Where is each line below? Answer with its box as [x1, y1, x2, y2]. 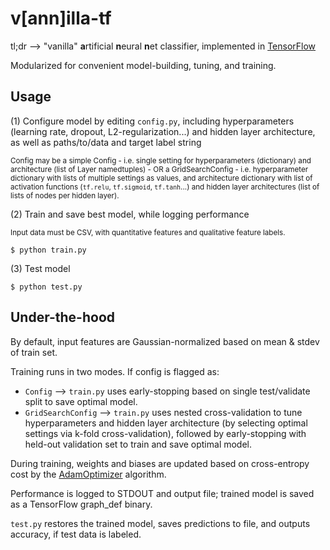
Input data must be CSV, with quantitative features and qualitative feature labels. [10, 227, 286, 237]
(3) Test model [10, 262, 71, 274]
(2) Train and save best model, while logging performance [10, 208, 250, 220]
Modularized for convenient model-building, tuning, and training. [10, 59, 277, 71]
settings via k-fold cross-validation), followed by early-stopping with [24, 427, 307, 439]
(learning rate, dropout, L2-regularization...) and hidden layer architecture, [10, 125, 316, 137]
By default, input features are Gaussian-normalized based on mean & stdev [10, 335, 320, 347]
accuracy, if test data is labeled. [10, 528, 142, 540]
